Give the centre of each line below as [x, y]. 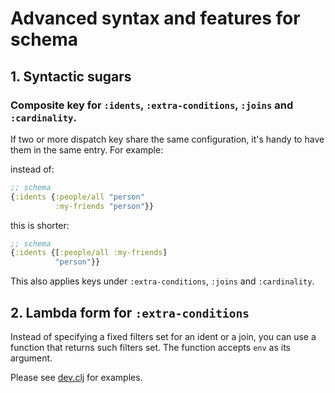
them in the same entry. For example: [87, 149]
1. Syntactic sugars [71, 76]
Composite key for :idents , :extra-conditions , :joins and [152, 105]
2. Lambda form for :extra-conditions [130, 312]
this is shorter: [40, 225]
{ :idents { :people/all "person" [77, 197]
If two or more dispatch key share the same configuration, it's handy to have [167, 139]
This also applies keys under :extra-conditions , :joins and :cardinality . [162, 281]
